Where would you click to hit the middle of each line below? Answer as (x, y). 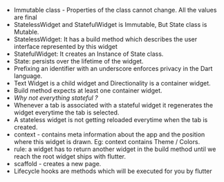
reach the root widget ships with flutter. (70, 156)
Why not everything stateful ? (56, 98)
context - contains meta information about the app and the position (109, 134)
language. (28, 76)
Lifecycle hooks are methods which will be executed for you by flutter (113, 171)
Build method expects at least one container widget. (88, 90)
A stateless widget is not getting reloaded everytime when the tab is (111, 120)
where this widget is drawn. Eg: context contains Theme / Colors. (107, 142)
